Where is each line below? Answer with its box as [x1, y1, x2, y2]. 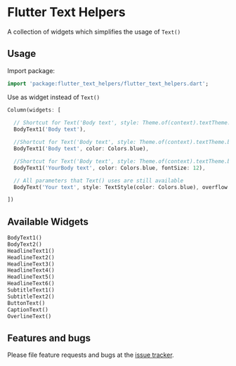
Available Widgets [7, 216, 89, 228]
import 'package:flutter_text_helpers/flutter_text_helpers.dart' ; [7, 80, 209, 87]
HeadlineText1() [7, 247, 55, 254]
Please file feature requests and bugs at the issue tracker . [7, 351, 174, 359]
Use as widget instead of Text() [7, 93, 100, 101]
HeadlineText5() [7, 273, 55, 281]
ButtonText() [7, 299, 46, 306]
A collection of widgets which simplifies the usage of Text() [7, 27, 181, 36]
